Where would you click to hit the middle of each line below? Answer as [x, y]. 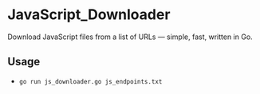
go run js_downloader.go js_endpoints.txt [91, 81]
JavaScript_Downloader [89, 15]
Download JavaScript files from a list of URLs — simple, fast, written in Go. [130, 37]
